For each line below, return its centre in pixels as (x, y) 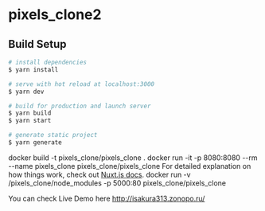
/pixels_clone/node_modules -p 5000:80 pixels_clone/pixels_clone (117, 183)
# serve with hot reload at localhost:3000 (82, 84)
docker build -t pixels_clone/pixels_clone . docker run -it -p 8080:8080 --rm (133, 158)
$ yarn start (30, 121)
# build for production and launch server (80, 106)
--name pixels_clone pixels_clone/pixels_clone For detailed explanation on (130, 166)
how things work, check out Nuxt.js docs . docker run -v (99, 174)
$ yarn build (30, 113)
